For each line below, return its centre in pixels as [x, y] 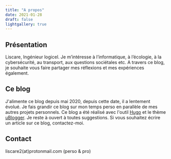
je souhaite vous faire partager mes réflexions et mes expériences [75, 68]
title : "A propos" [25, 10]
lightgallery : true [26, 24]
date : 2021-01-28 [24, 15]
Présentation [26, 44]
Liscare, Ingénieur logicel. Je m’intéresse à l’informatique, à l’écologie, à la [83, 57]
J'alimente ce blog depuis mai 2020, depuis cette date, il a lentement [78, 101]
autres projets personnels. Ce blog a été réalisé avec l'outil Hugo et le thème [86, 112]
